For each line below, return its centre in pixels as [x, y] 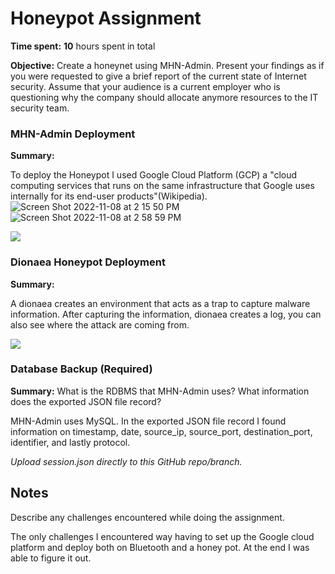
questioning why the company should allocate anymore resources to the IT [164, 97]
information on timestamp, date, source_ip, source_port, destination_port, [161, 431]
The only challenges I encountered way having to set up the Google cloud [162, 536]
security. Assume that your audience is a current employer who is [145, 86]
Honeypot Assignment [106, 18]
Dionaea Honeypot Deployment [88, 262]
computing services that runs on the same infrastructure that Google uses [162, 186]
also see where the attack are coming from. [100, 324]
